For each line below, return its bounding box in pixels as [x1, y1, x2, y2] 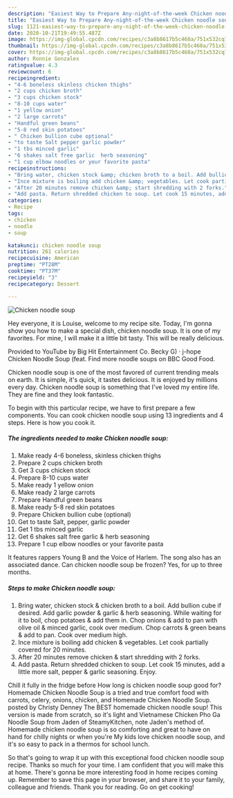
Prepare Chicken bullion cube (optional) [17, 510, 131, 519]
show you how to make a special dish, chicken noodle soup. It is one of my [8, 327, 221, 335]
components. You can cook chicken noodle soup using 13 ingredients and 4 [8, 410, 224, 419]
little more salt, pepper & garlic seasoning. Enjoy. [17, 668, 158, 676]
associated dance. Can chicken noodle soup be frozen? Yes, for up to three [8, 561, 223, 569]
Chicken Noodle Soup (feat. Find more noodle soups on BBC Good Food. [8, 354, 216, 363]
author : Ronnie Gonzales [8, 55, 80, 62]
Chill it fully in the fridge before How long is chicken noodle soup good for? [8, 681, 222, 690]
